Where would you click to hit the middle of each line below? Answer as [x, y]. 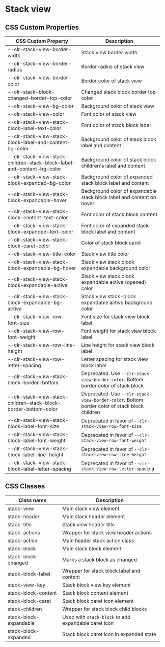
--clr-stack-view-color [36, 114]
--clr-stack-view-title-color [42, 254]
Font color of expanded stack [115, 225]
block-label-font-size [34, 426]
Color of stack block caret [111, 243]
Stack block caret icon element [98, 601]
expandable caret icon [88, 623]
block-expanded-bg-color [39, 183]
